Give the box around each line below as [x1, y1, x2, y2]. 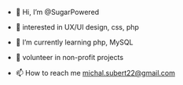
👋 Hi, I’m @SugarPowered [15, 8, 100, 16]
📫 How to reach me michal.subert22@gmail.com [15, 69, 175, 77]
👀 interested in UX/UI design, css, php [15, 23, 140, 31]
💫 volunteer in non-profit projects [15, 53, 124, 62]
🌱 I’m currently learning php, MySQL [15, 37, 134, 47]
